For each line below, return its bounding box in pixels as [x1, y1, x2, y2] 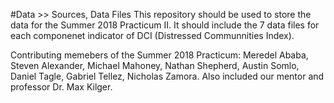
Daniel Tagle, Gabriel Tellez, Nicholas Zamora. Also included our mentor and [10, 70, 325, 82]
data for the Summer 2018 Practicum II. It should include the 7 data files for [10, 19, 320, 31]
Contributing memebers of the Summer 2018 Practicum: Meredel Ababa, [10, 49, 309, 61]
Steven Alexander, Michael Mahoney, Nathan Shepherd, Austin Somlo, [10, 60, 300, 71]
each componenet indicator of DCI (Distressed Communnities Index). [10, 30, 295, 41]
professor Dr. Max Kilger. [10, 81, 113, 93]
